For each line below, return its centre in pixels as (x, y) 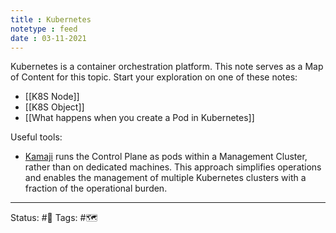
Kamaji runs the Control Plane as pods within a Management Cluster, (166, 157)
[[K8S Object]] (54, 107)
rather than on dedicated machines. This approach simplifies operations (173, 167)
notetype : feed (44, 29)
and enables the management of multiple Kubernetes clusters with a (165, 178)
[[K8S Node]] (52, 97)
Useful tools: (36, 137)
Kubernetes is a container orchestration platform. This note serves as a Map (167, 67)
